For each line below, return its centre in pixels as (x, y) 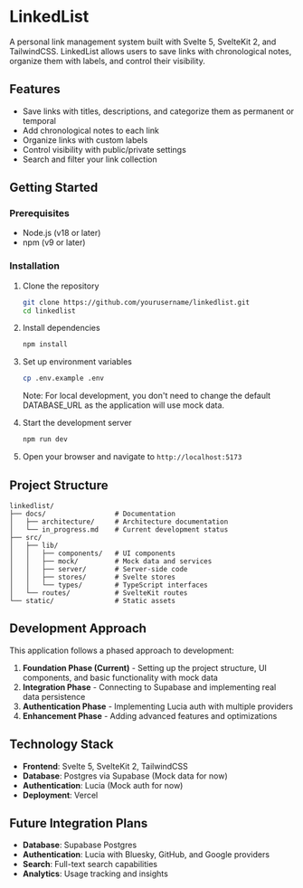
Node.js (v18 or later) (62, 233)
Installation (35, 266)
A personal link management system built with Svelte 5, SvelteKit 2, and (143, 42)
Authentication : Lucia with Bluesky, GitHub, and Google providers (146, 855)
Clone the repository (61, 286)
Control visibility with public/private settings (104, 149)
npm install (45, 345)
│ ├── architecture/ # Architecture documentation (119, 522)
